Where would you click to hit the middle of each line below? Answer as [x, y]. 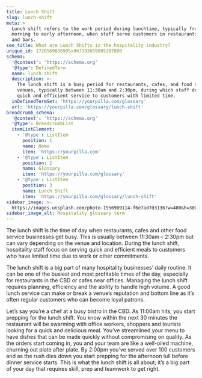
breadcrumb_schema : [31, 113]
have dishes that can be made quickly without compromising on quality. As [99, 337]
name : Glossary [41, 169]
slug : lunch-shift [29, 17]
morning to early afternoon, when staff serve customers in [88, 34]
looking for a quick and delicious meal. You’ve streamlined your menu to [96, 330]
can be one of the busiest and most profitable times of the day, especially [97, 274]
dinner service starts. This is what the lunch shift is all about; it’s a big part [98, 362]
